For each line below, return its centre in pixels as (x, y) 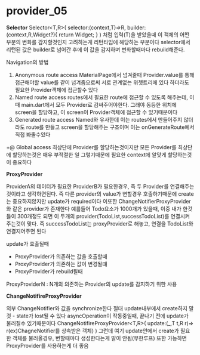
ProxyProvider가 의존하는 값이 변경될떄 (61, 264)
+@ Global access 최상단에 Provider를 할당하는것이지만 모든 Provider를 (92, 147)
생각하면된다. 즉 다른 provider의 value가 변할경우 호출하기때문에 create (110, 194)
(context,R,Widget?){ (32, 35)
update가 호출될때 (28, 243)
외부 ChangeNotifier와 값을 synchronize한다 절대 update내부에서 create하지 (97, 308)
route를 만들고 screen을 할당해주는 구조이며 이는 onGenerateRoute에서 (110, 127)
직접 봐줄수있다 (33, 134)
